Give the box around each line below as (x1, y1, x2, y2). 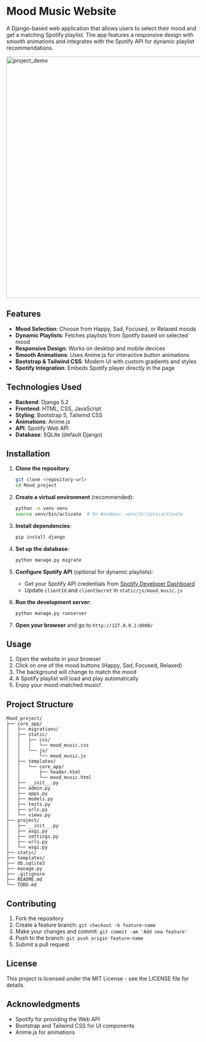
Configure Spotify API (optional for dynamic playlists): (15, 568, 153, 575)
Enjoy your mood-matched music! (15, 681, 101, 689)
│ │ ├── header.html (6, 769, 81, 775)
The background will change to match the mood (15, 668, 137, 676)
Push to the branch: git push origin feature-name (15, 934, 144, 941)
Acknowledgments (6, 999, 81, 1009)
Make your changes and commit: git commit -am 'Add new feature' (15, 927, 188, 935)
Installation (6, 448, 50, 459)
